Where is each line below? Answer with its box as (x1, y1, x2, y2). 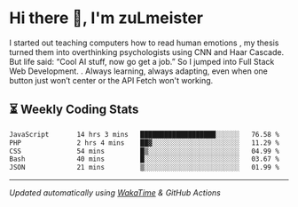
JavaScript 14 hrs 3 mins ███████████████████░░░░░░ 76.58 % (9, 130, 279, 139)
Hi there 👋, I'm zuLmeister (9, 8, 204, 28)
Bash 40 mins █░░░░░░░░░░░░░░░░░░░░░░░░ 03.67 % (9, 155, 279, 163)
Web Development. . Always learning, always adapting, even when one (9, 66, 268, 76)
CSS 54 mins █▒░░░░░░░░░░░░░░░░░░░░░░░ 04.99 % (9, 147, 279, 155)
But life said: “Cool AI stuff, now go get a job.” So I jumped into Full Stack (9, 56, 275, 67)
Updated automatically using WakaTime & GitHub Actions (9, 187, 222, 198)
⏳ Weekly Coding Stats (9, 102, 139, 117)
